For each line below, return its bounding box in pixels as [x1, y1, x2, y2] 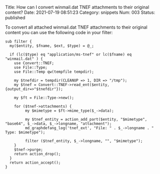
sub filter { [5, 39, 32, 44]
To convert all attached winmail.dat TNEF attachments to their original [5, 24, 148, 30]
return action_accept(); [9, 160, 61, 165]
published [5, 15, 26, 20]
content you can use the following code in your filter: [5, 30, 113, 35]
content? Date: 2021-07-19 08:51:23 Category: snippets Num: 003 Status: [5, 9, 155, 15]
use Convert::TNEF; [14, 61, 54, 66]
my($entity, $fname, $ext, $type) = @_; [9, 43, 94, 48]
